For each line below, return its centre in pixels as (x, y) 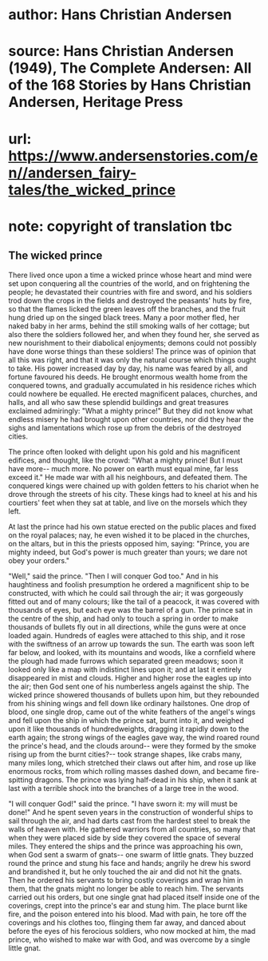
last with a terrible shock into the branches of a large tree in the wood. (124, 788)
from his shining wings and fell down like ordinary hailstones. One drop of (129, 703)
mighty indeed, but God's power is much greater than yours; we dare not (128, 552)
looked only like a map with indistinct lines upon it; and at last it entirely (125, 669)
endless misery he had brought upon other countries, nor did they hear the (131, 419)
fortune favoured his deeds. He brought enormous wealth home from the (128, 376)
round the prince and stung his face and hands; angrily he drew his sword (130, 863)
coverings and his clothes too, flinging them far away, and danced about (127, 922)
